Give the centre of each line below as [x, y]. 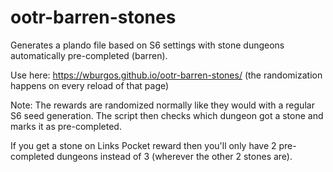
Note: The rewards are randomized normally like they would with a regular [162, 105]
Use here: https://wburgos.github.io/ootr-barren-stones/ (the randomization [166, 75]
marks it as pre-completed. [66, 126]
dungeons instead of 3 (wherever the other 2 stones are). [174, 156]
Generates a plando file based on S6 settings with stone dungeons [147, 45]
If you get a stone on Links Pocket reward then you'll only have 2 [143, 145]
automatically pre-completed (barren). [89, 55]
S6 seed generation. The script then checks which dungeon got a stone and [167, 115]
